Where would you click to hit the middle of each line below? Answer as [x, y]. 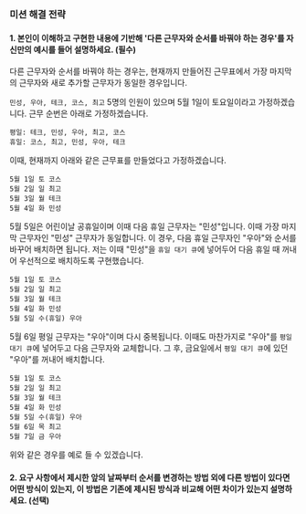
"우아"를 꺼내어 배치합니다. [57, 360]
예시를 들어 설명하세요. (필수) [85, 49]
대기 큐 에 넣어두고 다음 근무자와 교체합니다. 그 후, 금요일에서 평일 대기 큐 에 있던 [149, 348]
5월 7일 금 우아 [36, 437]
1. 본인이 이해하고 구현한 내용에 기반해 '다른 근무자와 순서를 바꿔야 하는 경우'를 [147, 37]
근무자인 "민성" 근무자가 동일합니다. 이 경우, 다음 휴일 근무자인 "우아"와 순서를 [158, 238]
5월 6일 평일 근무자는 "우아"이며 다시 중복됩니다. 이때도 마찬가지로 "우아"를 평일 [151, 337]
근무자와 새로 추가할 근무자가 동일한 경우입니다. [103, 83]
